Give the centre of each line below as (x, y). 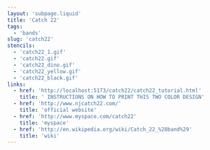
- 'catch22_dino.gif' (44, 65)
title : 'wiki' (40, 135)
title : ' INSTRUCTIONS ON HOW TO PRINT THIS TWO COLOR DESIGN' (112, 97)
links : (17, 84)
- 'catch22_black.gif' (46, 78)
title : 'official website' (58, 110)
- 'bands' (27, 33)
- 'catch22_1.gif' (40, 53)
